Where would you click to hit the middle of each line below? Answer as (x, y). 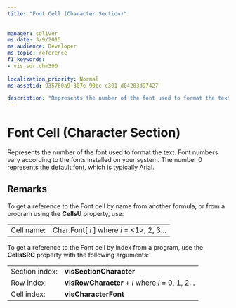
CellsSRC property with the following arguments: (78, 255)
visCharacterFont (94, 294)
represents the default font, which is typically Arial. (81, 167)
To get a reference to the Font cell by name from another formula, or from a (116, 206)
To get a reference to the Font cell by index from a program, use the (105, 247)
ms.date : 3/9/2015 (34, 40)
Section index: (34, 271)
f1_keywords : (26, 60)
